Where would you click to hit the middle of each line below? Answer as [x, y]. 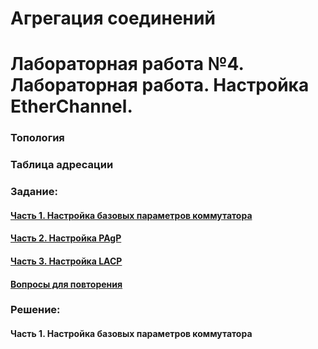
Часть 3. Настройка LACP [66, 261]
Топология [37, 138]
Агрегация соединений [113, 18]
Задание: [34, 192]
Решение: [35, 310]
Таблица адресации [62, 165]
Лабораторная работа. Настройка [160, 85]
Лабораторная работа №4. [127, 64]
